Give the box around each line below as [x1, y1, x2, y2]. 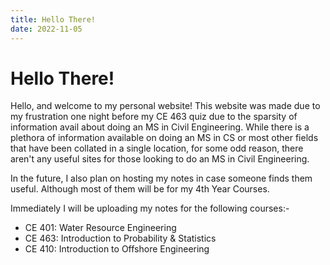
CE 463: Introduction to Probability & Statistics [24, 232, 217, 245]
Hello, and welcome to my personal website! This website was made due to [10, 100, 321, 112]
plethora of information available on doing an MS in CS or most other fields [10, 132, 319, 144]
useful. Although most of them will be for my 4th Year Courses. [10, 183, 270, 195]
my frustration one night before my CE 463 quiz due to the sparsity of [10, 111, 298, 123]
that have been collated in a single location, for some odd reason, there [10, 142, 304, 155]
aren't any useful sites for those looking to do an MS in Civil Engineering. [10, 153, 310, 165]
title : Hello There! [10, 14, 97, 25]
